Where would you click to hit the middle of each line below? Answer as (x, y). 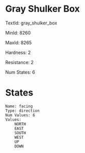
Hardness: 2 (18, 52)
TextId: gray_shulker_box (31, 23)
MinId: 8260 (18, 33)
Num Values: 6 (20, 115)
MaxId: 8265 (19, 42)
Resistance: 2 (20, 62)
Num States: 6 (20, 72)
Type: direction (22, 111)
